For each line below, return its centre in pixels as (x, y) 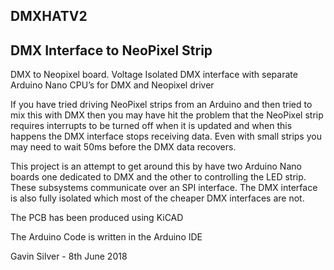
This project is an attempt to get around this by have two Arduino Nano (156, 166)
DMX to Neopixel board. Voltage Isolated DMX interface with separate (154, 75)
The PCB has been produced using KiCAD (97, 218)
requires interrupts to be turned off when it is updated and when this (151, 126)
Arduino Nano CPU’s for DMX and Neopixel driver (112, 85)
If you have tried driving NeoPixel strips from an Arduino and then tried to (161, 105)
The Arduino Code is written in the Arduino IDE (106, 237)
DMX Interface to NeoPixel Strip (111, 50)
